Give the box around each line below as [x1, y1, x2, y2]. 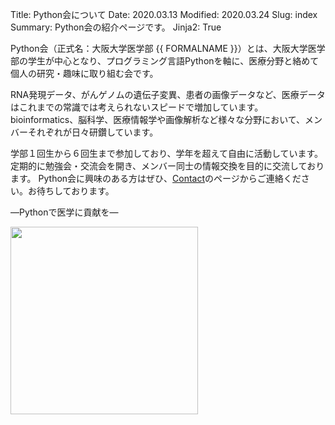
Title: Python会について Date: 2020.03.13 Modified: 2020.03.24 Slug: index [10, 9, 318, 20]
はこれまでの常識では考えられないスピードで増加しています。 [10, 101, 264, 113]
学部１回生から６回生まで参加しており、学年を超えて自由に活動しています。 [10, 148, 324, 159]
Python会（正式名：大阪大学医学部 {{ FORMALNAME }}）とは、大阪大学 [10, 43, 308, 54]
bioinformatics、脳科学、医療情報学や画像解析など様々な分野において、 [10, 114, 306, 125]
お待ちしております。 [27, 185, 115, 197]
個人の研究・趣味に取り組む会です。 [10, 68, 159, 79]
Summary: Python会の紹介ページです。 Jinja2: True [10, 21, 222, 33]
